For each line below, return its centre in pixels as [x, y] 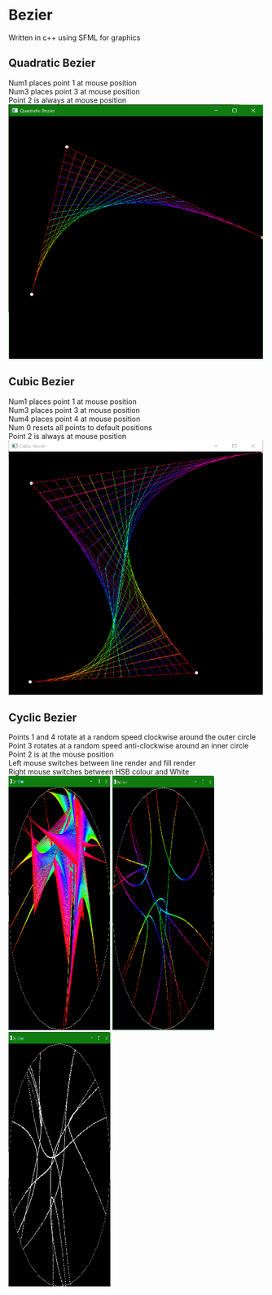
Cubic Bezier [42, 382]
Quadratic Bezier [52, 63]
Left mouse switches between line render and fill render [102, 763]
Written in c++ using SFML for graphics [75, 37]
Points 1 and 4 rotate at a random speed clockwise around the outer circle [132, 737]
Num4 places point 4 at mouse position [75, 419]
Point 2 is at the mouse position [61, 754]
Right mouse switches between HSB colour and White [99, 772]
